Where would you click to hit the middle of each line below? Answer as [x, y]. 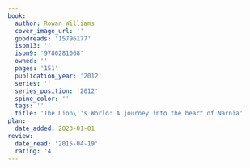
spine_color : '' [42, 99]
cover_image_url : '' [49, 31]
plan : [17, 121]
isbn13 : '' [33, 46]
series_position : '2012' [57, 91]
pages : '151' [37, 69]
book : [17, 16]
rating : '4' [35, 151]
